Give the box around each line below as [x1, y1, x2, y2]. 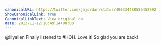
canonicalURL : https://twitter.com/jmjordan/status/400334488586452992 [5, 7, 156, 12]
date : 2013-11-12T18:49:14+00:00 [5, 21, 74, 26]
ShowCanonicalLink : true [5, 12, 56, 17]
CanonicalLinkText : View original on [5, 16, 83, 21]
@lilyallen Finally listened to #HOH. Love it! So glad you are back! [5, 34, 138, 40]
